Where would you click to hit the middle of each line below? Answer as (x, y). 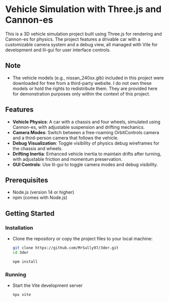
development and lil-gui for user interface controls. (58, 50)
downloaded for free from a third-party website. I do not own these (82, 83)
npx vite (22, 294)
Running (16, 274)
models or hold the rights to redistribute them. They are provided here (85, 88)
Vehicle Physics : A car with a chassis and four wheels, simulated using (87, 122)
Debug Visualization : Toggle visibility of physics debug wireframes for (86, 143)
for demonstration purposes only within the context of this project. (81, 93)
